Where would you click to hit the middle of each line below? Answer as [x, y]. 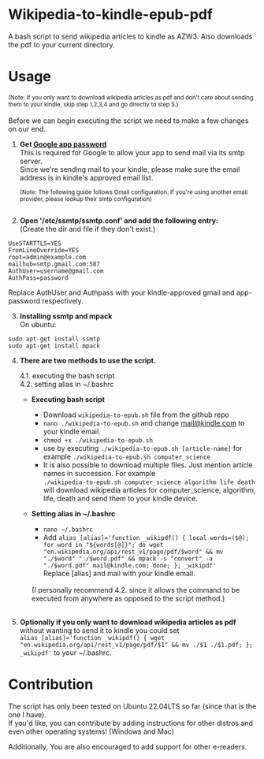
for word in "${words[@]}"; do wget [103, 545]
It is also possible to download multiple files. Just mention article [148, 465]
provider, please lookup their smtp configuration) [86, 199]
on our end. [27, 128]
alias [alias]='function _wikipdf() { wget [92, 638]
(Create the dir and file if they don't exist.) [87, 229]
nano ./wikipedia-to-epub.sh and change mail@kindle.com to [144, 422]
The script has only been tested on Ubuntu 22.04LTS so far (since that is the [132, 706]
